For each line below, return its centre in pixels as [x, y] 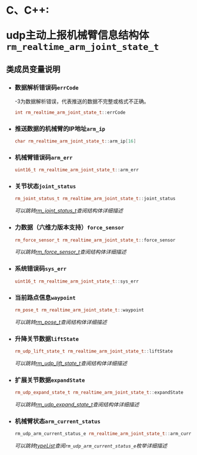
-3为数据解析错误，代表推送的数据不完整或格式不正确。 [82, 101]
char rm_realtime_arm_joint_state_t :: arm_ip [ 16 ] [75, 141]
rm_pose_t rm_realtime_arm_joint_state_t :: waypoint [79, 310]
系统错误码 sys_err [41, 268]
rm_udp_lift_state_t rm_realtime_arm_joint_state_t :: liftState [94, 351]
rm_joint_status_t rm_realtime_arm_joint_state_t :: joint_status [95, 199]
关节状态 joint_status [45, 186]
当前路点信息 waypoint [45, 297]
